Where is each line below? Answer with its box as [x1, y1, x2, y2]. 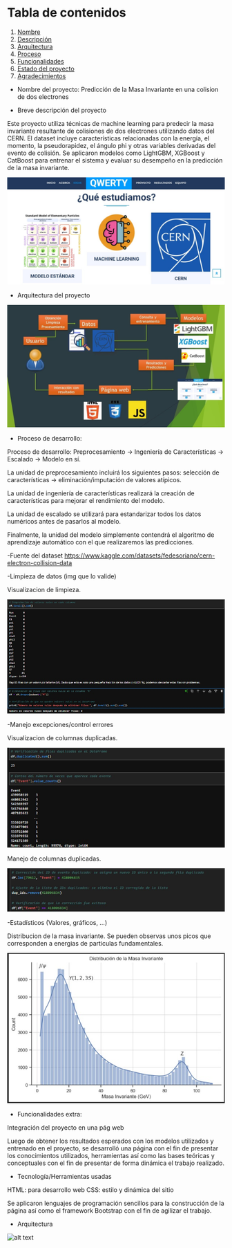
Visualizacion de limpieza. [7, 586, 81, 594]
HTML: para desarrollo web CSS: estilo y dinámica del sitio [7, 1185, 174, 1194]
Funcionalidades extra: [17, 1110, 82, 1118]
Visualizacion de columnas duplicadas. [7, 733, 118, 742]
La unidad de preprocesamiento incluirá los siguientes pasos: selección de [7, 468, 220, 477]
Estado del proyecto [17, 64, 75, 73]
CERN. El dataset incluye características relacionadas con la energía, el [7, 134, 210, 143]
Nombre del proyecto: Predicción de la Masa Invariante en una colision [17, 85, 219, 93]
